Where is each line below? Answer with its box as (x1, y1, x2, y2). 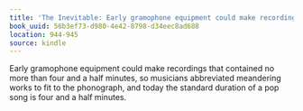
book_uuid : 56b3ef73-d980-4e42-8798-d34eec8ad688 (9, 22, 200, 31)
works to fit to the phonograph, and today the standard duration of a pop (9, 82, 280, 93)
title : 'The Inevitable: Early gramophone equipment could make (9, 13, 256, 23)
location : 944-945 (9, 30, 78, 39)
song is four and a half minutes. (9, 92, 127, 103)
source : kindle (9, 38, 67, 48)
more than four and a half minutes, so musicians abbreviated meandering (9, 73, 281, 84)
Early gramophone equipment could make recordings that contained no (9, 63, 275, 74)
